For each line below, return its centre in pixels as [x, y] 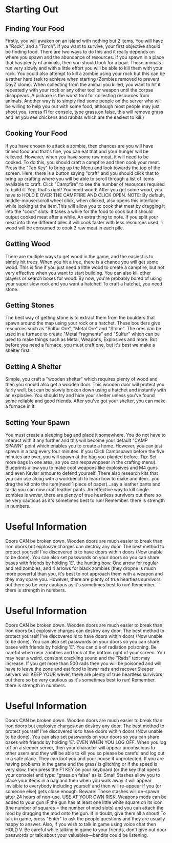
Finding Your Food [35, 29]
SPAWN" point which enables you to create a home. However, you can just [84, 446]
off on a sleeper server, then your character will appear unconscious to [80, 747]
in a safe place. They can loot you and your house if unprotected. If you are [85, 758]
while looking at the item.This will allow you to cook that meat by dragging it [85, 206]
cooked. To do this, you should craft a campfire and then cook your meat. [83, 162]
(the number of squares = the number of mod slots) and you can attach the [84, 808]
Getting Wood [28, 244]
